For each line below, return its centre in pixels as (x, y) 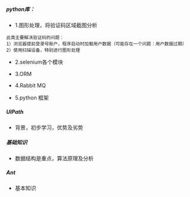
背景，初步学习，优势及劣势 (49, 127)
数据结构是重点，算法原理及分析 (54, 158)
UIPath (15, 112)
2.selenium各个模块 (39, 62)
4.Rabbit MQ (30, 85)
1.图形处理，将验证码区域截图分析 (56, 25)
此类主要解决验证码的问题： (35, 37)
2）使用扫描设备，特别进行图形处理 (43, 50)
